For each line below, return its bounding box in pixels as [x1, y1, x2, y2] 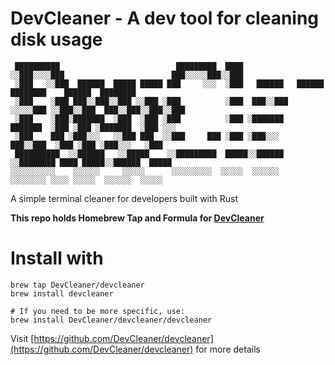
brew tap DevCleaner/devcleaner [10, 280, 145, 290]
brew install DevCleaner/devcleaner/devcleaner [10, 315, 213, 325]
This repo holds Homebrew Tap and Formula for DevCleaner [10, 212, 265, 224]
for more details [195, 343, 261, 355]
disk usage [10, 28, 103, 51]
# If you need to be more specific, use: [10, 306, 186, 316]
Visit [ [10, 332, 35, 344]
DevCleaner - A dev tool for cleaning [10, 7, 320, 30]
